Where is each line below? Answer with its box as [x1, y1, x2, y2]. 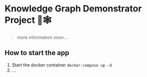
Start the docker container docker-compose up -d [11, 62, 112, 68]
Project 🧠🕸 [4, 14, 52, 26]
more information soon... [16, 34, 68, 40]
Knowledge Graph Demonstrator [4, 3, 142, 14]
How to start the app [4, 49, 69, 57]
